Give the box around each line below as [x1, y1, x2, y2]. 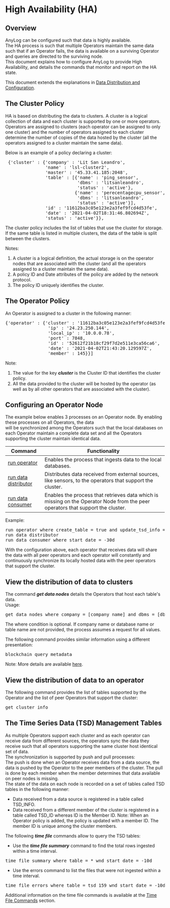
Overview [5, 24, 37, 32]
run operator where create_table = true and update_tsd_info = [5, 527, 165, 533]
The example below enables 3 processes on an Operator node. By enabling [5, 414, 162, 420]
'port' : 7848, [48, 335, 86, 341]
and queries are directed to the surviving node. [5, 53, 103, 59]
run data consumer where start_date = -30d [5, 537, 115, 543]
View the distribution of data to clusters [5, 577, 133, 586]
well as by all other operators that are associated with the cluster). [12, 386, 151, 392]
